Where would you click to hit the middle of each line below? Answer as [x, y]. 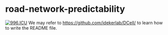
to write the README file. [31, 28]
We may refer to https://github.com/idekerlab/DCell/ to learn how [96, 23]
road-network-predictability [65, 9]
